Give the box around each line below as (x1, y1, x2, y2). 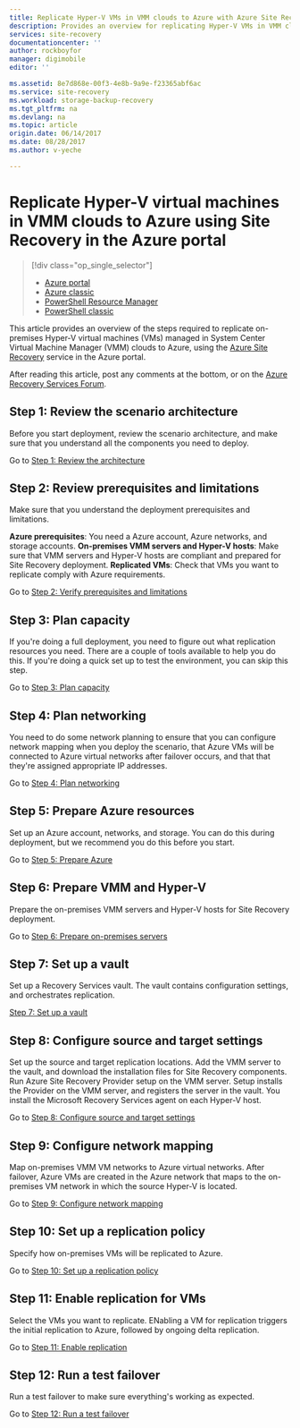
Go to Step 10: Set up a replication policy (9, 1265, 159, 1276)
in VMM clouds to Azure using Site (9, 211, 271, 231)
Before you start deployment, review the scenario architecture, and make (9, 428, 279, 438)
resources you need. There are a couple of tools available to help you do (9, 646, 277, 657)
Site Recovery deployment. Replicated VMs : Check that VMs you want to (9, 560, 279, 571)
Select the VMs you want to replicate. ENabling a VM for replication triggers (9, 1314, 287, 1325)
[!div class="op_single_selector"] (30, 259, 154, 270)
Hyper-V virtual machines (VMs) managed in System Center (45, 332, 266, 343)
